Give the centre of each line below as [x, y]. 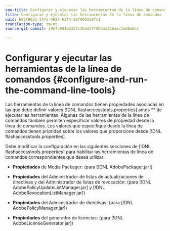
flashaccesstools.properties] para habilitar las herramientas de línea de [79, 152]
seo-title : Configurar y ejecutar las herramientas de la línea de [78, 10]
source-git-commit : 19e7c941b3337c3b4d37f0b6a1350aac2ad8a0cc [72, 29]
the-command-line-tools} [61, 90]
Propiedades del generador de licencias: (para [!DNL [68, 218]
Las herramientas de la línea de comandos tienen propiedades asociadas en [85, 105]
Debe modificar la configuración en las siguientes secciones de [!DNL [78, 147]
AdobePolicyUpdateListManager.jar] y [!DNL [59, 188]
